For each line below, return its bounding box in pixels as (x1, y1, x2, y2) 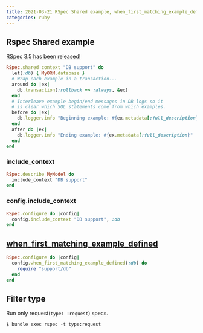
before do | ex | (11, 109, 50, 115)
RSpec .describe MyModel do (6, 171, 74, 177)
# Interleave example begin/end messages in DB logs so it (11, 98, 164, 105)
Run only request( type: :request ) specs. (6, 309, 109, 317)
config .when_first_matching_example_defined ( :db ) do (11, 260, 147, 266)
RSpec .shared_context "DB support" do (6, 65, 104, 71)
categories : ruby (6, 15, 50, 21)
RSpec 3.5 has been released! (6, 53, 81, 60)
